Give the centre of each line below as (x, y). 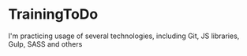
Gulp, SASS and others (45, 44)
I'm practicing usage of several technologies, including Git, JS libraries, (124, 36)
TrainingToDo (53, 14)
